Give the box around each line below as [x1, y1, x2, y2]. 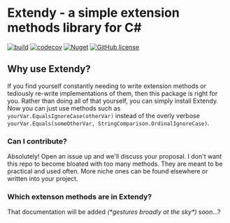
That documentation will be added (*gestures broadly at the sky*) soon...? [7, 208, 222, 216]
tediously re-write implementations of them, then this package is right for [7, 89, 218, 97]
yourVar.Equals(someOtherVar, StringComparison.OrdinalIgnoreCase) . [7, 119, 210, 127]
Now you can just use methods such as [7, 103, 121, 113]
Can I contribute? [7, 136, 68, 146]
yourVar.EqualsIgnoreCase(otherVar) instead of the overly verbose [7, 111, 201, 120]
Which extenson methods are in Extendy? [7, 192, 152, 201]
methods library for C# [7, 20, 142, 36]
